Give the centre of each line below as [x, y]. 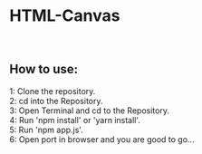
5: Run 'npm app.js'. [46, 130]
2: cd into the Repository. [56, 101]
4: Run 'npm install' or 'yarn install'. [75, 120]
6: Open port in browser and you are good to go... [102, 139]
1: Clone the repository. [53, 91]
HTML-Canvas [65, 16]
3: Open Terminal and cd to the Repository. [90, 111]
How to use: [44, 69]
